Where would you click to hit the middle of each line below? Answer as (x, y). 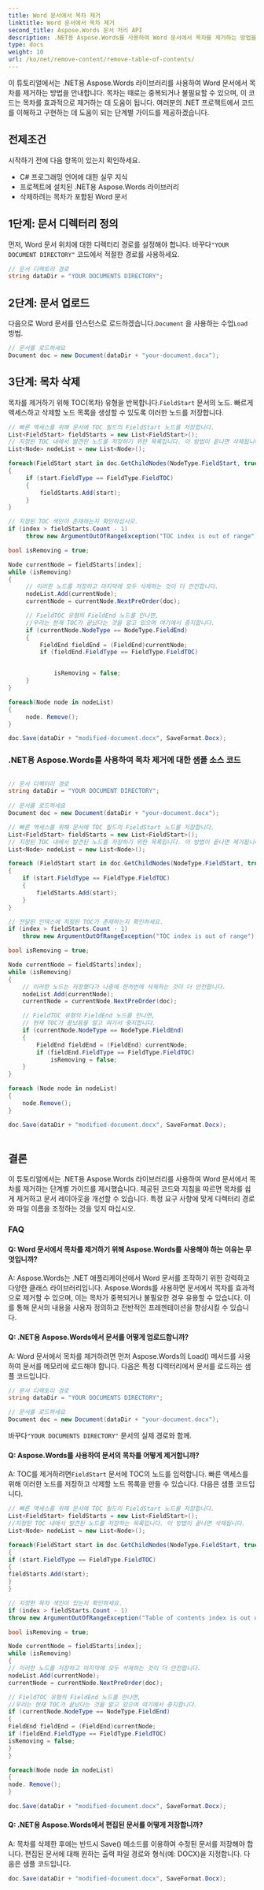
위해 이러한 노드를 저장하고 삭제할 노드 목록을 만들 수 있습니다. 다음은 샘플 (121, 1484)
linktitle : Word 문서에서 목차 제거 (62, 23)
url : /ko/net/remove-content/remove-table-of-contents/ (101, 60)
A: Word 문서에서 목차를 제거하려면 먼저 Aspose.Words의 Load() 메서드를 (123, 1356)
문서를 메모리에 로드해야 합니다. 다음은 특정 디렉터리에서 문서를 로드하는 (133, 1366)
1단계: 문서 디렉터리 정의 (64, 224)
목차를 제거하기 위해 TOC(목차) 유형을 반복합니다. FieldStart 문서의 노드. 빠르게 (131, 402)
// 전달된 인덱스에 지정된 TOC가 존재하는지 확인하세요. (86, 922)
